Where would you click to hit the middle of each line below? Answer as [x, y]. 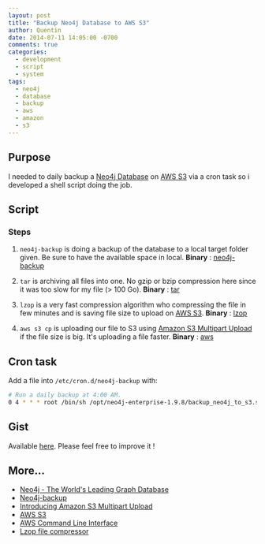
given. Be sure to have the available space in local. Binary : [116, 258]
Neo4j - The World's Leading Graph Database [94, 490]
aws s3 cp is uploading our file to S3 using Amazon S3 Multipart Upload [136, 329]
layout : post [30, 15]
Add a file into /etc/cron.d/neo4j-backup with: [83, 381]
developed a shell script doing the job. [70, 184]
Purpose [30, 157]
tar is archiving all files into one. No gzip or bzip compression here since [138, 281]
